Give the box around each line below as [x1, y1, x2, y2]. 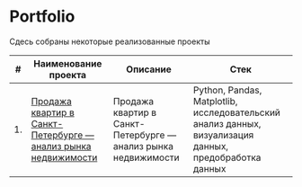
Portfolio [9, 6, 75, 27]
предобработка [192, 151, 262, 164]
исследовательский [192, 106, 281, 119]
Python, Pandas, [192, 84, 262, 96]
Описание [125, 63, 173, 76]
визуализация [192, 129, 254, 141]
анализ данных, [192, 117, 262, 129]
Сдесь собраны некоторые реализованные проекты [9, 36, 210, 47]
